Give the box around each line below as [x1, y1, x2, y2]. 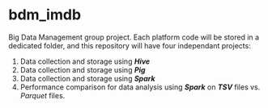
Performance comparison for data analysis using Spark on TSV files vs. [19, 82, 261, 92]
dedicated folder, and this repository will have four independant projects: [8, 40, 251, 50]
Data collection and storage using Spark [19, 73, 155, 83]
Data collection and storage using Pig [19, 64, 146, 74]
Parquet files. [19, 90, 66, 100]
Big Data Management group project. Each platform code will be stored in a [8, 32, 260, 42]
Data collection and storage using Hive [19, 56, 151, 66]
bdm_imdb [8, 6, 82, 24]
